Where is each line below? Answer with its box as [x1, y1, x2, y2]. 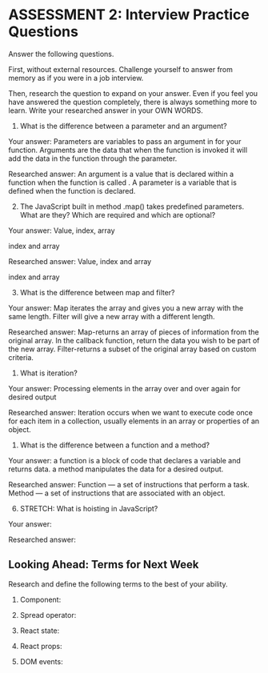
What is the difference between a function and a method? [19, 440, 210, 450]
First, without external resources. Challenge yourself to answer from [8, 64, 234, 74]
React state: [19, 626, 60, 635]
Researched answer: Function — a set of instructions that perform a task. [8, 479, 250, 489]
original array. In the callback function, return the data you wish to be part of [8, 335, 260, 345]
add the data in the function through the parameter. [8, 154, 178, 163]
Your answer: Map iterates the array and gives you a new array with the [8, 302, 244, 313]
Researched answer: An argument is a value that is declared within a [8, 169, 234, 178]
